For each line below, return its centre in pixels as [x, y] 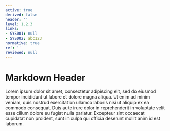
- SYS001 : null [21, 34]
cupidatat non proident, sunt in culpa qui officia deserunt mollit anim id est [83, 119]
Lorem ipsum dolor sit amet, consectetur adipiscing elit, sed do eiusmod [81, 91]
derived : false [21, 15]
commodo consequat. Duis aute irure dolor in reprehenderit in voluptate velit [85, 108]
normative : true [22, 43]
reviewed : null [21, 52]
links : [12, 29]
